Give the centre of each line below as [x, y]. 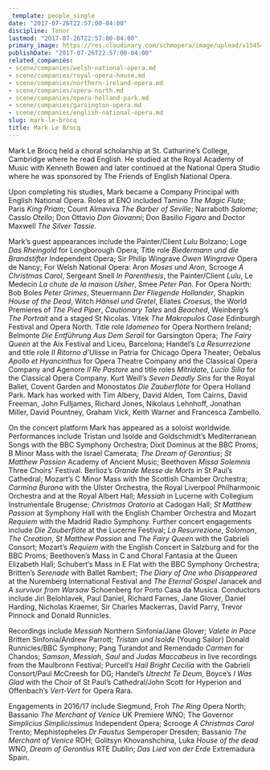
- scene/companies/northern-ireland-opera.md [86, 83]
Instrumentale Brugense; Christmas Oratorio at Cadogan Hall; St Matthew [130, 504]
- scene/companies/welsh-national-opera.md [82, 68]
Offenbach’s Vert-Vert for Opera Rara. [71, 691]
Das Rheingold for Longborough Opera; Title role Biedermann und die [124, 250]
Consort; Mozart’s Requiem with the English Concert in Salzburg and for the [134, 547]
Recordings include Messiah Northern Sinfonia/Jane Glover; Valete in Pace [132, 630]
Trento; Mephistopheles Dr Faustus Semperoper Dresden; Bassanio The [127, 731]
